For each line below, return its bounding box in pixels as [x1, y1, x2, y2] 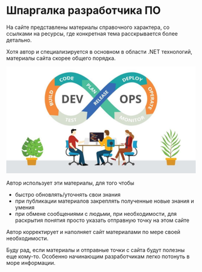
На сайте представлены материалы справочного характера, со [6, 24, 170, 31]
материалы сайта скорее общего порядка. [6, 54, 116, 62]
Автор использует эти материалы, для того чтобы [6, 179, 135, 187]
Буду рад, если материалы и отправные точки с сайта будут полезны [6, 247, 185, 254]
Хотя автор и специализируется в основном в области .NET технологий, [6, 48, 192, 55]
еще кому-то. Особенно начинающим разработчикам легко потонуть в [6, 253, 190, 260]
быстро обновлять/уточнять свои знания [14, 191, 121, 198]
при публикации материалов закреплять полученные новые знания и [14, 197, 194, 205]
